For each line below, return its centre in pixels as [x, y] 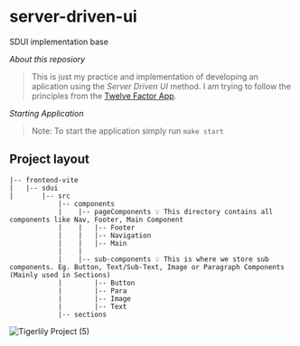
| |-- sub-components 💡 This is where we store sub [163, 259]
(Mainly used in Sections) [60, 275]
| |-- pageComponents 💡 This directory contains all [165, 211]
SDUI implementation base [59, 42]
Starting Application [47, 113]
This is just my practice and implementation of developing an [145, 76]
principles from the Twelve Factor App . [104, 96]
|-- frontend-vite [44, 180]
